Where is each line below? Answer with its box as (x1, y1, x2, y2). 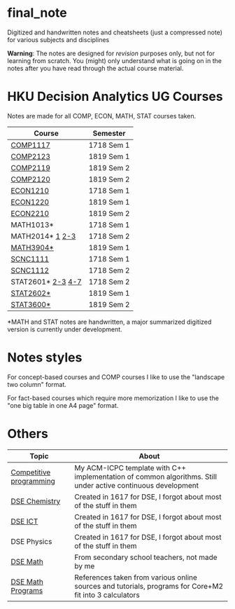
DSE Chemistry (10, 496, 61, 506)
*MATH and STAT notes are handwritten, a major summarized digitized (7, 317, 212, 326)
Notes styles (7, 350, 83, 366)
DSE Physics (10, 536, 52, 546)
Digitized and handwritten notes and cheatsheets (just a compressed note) (7, 28, 222, 36)
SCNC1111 (10, 254, 50, 264)
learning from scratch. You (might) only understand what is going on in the (7, 56, 222, 64)
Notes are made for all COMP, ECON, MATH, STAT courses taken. (7, 111, 197, 120)
